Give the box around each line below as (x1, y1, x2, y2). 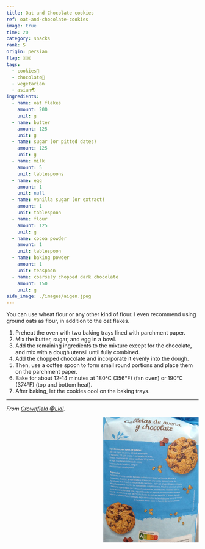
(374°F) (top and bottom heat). (15, 381, 93, 388)
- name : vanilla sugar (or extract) (12, 197, 105, 203)
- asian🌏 (12, 87, 36, 93)
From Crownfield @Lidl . (6, 405, 66, 412)
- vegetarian (12, 81, 45, 87)
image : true (6, 23, 37, 29)
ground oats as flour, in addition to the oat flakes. (6, 318, 130, 325)
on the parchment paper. (15, 368, 78, 376)
